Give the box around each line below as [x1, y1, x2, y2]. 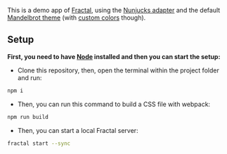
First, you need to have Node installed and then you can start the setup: [7, 52, 221, 60]
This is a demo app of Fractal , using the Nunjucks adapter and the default [7, 6, 221, 14]
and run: [17, 73, 42, 82]
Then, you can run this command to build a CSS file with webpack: [17, 100, 211, 108]
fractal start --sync [7, 140, 71, 147]
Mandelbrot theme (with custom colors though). [7, 13, 146, 22]
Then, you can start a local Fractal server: [17, 126, 138, 134]
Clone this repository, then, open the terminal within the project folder [17, 66, 219, 75]
